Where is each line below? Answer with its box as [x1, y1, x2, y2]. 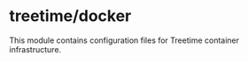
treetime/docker [9, 6, 132, 26]
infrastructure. [9, 44, 62, 54]
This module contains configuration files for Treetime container [9, 35, 240, 45]
